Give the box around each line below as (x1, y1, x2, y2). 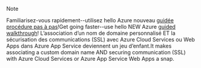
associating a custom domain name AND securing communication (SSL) (6, 49, 186, 56)
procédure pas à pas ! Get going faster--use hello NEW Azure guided (6, 23, 176, 30)
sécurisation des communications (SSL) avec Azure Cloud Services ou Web (6, 36, 196, 43)
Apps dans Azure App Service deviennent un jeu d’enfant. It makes (6, 42, 172, 49)
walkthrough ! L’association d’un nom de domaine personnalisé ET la (6, 29, 176, 37)
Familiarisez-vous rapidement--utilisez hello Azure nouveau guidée (6, 17, 174, 23)
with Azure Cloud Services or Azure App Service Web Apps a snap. (6, 55, 174, 62)
